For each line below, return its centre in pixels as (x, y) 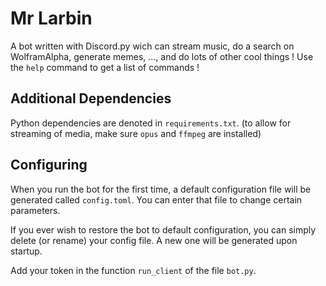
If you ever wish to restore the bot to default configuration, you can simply (163, 229)
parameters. (35, 210)
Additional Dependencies (91, 98)
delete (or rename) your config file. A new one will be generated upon (154, 240)
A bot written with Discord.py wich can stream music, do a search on (152, 46)
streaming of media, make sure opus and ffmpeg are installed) (136, 133)
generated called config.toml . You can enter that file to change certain (156, 199)
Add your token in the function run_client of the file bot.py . (133, 270)
